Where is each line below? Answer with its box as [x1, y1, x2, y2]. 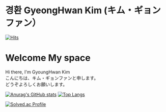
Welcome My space [5, 52, 91, 64]
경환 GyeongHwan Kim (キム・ [5, 5, 134, 16]
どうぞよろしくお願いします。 [5, 81, 68, 87]
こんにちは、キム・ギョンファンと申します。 [5, 74, 99, 81]
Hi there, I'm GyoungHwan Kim [5, 69, 70, 75]
